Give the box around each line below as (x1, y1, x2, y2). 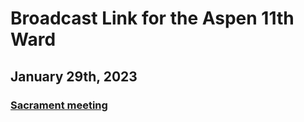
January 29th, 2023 (10, 68, 138, 85)
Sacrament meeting (10, 98, 108, 112)
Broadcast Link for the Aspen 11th (10, 7, 295, 30)
